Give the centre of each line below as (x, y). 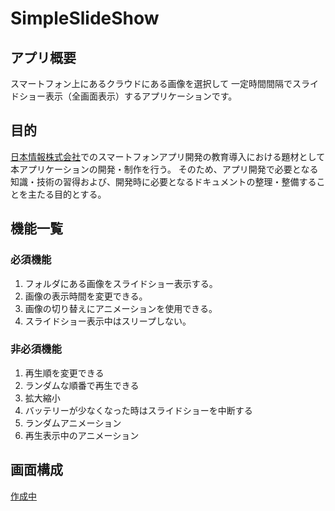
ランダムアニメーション (73, 423)
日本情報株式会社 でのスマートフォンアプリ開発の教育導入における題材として (168, 156)
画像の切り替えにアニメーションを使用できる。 (121, 308)
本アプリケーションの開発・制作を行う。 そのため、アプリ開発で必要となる (164, 169)
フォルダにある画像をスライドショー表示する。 (121, 283)
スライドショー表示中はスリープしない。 (108, 321)
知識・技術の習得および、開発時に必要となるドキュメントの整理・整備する (163, 181)
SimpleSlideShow (85, 18)
